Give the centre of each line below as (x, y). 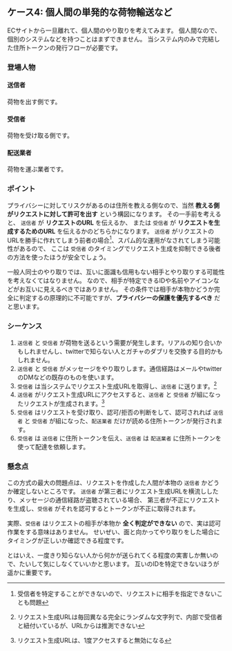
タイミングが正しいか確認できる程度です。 (67, 540)
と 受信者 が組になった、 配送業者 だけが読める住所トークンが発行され (120, 421)
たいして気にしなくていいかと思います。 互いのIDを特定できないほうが (119, 564)
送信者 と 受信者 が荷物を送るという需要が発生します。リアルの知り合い (116, 342)
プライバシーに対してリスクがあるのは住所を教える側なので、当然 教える (110, 205)
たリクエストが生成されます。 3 (61, 403)
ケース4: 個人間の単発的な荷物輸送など (90, 12)
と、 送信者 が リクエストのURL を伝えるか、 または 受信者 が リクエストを (110, 223)
